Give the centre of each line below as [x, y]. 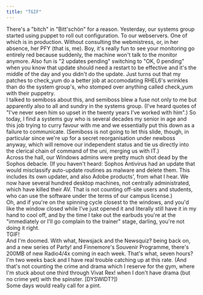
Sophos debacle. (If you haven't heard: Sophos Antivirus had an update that [101, 163]
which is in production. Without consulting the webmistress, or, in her [92, 42]
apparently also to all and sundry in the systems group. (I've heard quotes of [101, 106]
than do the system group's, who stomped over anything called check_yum [100, 87]
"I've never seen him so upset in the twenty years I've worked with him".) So [101, 112]
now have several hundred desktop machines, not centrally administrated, [98, 183]
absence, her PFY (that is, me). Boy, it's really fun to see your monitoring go [101, 48]
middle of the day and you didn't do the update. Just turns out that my [94, 74]
